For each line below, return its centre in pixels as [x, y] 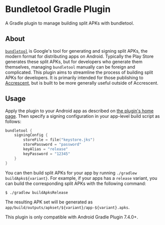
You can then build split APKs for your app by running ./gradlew [71, 173]
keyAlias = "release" [46, 149]
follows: [13, 121]
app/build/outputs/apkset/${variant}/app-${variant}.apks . [67, 207]
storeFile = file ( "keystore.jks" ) [59, 140]
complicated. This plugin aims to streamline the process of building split [79, 72]
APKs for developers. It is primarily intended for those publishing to [74, 77]
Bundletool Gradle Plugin [58, 9]
